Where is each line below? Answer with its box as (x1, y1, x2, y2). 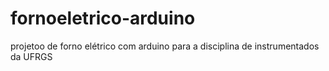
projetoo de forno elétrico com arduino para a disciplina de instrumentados (10, 40, 320, 52)
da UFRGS (10, 50, 53, 62)
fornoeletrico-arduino (10, 7, 196, 30)
